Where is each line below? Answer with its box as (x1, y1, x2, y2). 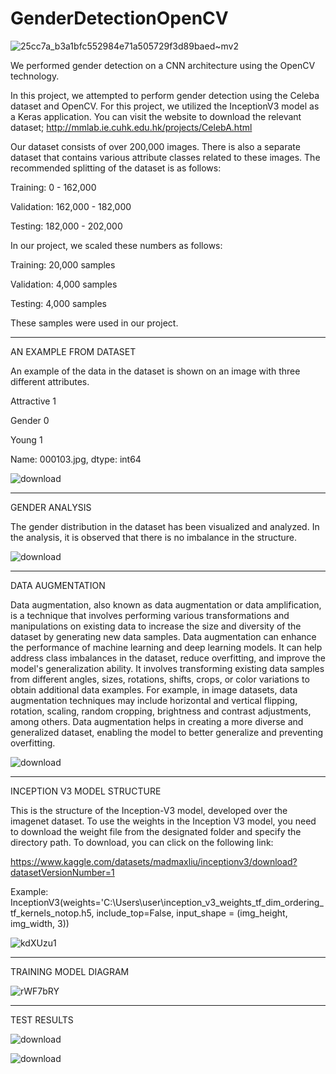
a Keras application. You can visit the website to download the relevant (10, 110, 302, 122)
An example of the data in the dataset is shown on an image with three (10, 365, 301, 377)
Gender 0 (10, 414, 50, 426)
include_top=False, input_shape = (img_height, (96, 907, 288, 919)
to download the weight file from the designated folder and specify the (10, 825, 302, 837)
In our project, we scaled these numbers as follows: (10, 239, 223, 251)
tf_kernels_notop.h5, (10, 907, 95, 919)
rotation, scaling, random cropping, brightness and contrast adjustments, (10, 705, 312, 717)
